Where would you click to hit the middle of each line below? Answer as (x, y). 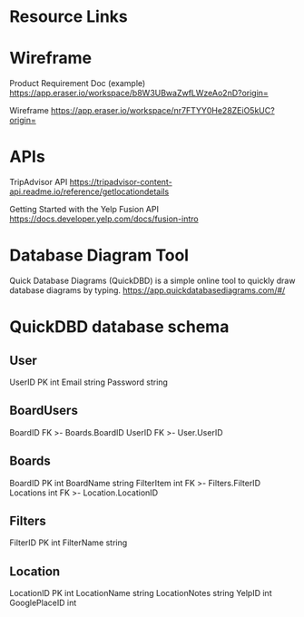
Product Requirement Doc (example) (78, 83)
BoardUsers (44, 411)
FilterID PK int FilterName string (69, 543)
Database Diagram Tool (99, 255)
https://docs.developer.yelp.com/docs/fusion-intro (104, 219)
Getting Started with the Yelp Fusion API (84, 210)
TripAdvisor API (39, 182)
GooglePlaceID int (43, 603)
